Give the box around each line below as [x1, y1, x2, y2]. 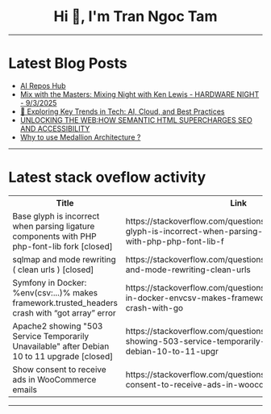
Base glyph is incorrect [12, 210, 100, 221]
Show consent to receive [12, 363, 106, 374]
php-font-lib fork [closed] [12, 240, 113, 252]
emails [12, 383, 38, 395]
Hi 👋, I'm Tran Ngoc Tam [53, 7, 218, 26]
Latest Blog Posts [8, 54, 127, 73]
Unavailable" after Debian [12, 341, 110, 352]
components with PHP [12, 230, 97, 241]
